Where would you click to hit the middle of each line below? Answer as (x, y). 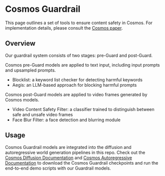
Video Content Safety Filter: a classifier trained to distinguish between (83, 109)
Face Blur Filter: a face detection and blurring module (66, 120)
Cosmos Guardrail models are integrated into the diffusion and (68, 147)
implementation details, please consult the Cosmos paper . (64, 28)
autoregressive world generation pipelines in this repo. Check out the (75, 152)
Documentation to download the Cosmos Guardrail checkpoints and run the (82, 163)
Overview (20, 44)
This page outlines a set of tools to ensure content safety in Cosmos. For (79, 23)
